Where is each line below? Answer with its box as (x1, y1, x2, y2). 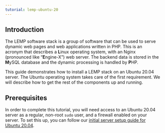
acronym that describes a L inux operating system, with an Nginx (5, 49, 136, 55)
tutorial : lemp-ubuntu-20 (5, 7, 58, 12)
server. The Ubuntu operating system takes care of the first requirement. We (5, 74, 161, 80)
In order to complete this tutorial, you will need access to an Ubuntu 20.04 (5, 107, 156, 113)
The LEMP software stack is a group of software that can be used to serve (5, 38, 156, 44)
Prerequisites (5, 94, 47, 102)
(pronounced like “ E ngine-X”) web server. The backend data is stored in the (5, 54, 159, 60)
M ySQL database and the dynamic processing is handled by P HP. (5, 60, 139, 66)
